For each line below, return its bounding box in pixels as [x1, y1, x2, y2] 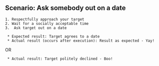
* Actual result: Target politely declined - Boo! [7, 56, 113, 61]
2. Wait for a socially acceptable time [5, 21, 89, 26]
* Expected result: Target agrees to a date [7, 34, 100, 39]
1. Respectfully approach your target [5, 17, 84, 22]
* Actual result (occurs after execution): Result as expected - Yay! [7, 38, 155, 43]
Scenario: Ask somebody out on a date [5, 4, 126, 12]
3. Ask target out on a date [5, 25, 67, 30]
